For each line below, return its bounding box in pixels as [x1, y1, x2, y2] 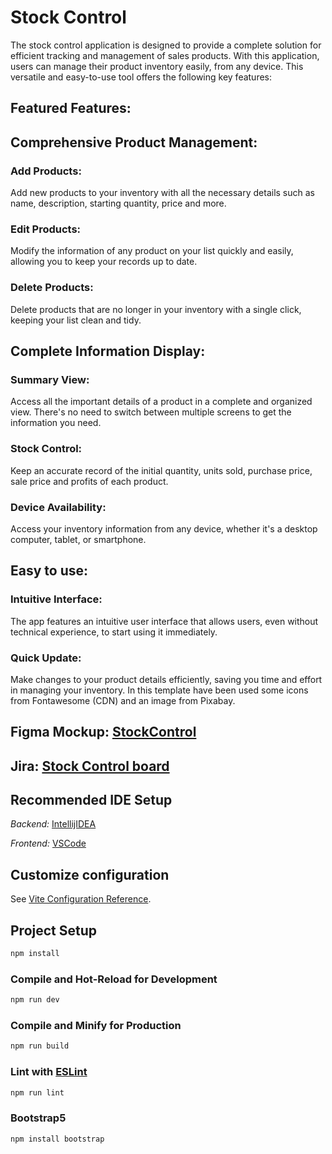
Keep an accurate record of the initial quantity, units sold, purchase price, [10, 464, 313, 476]
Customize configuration [10, 866, 170, 883]
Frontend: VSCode [10, 837, 87, 850]
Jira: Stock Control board [10, 757, 170, 775]
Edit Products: [10, 222, 82, 236]
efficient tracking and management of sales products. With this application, [10, 49, 320, 61]
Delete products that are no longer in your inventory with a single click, [10, 303, 302, 315]
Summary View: [10, 372, 90, 386]
